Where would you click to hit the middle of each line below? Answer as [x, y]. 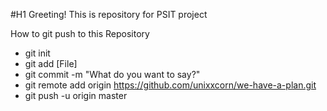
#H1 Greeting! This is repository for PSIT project [109, 14]
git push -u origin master [76, 95]
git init [37, 53]
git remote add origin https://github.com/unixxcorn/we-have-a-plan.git [170, 85]
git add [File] [51, 63]
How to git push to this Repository [80, 33]
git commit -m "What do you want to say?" [112, 74]
